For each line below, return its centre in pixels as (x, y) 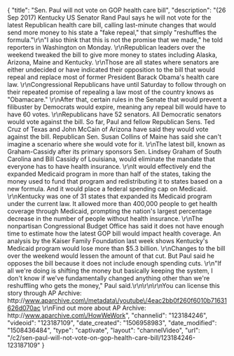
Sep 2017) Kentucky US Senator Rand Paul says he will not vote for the (109, 18)
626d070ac (24, 308)
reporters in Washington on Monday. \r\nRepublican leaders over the (106, 47)
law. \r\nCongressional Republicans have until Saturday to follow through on (117, 84)
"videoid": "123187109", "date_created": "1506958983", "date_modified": (112, 323)
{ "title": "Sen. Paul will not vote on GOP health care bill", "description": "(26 (117, 10)
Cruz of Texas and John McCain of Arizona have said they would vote (108, 129)
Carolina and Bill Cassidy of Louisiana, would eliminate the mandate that (111, 159)
